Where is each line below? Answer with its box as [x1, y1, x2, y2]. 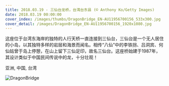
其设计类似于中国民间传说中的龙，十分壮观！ [5, 54, 98, 60]
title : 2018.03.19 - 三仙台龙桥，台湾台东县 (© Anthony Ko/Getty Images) [5, 7, 155, 12]
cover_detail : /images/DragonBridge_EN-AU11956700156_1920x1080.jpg [5, 21, 152, 26]
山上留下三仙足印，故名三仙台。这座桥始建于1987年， [49, 48, 160, 54]
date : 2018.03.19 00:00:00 [5, 12, 62, 17]
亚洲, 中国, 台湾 [5, 65, 37, 71]
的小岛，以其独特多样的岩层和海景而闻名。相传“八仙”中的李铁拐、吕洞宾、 [5, 42, 159, 48]
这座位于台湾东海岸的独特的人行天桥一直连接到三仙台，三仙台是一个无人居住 [5, 35, 164, 41]
